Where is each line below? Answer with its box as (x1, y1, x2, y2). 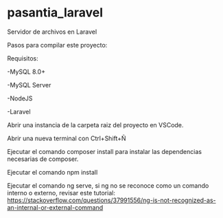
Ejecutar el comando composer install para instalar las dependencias (7, 147, 202, 155)
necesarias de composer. (7, 155, 79, 163)
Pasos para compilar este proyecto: (7, 41, 108, 49)
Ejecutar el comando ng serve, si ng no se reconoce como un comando (7, 181, 209, 190)
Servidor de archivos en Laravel (7, 28, 97, 36)
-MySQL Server (7, 80, 51, 89)
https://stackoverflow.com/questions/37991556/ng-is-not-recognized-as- (7, 196, 216, 204)
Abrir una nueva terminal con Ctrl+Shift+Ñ (7, 134, 126, 142)
